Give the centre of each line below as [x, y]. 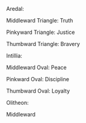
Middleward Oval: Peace [37, 67]
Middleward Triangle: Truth [40, 20]
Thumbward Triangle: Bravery [43, 44]
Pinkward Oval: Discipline [38, 79]
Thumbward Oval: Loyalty [38, 91]
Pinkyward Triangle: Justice [41, 32]
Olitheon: [17, 103]
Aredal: [15, 9]
